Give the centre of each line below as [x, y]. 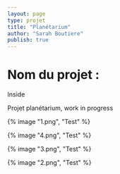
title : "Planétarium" [39, 27]
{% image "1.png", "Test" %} [49, 122]
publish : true [28, 40]
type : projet [26, 20]
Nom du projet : [54, 75]
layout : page [26, 14]
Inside [16, 94]
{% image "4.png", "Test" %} [49, 135]
